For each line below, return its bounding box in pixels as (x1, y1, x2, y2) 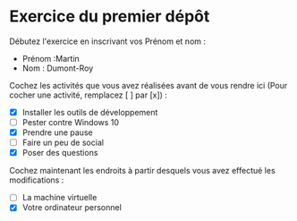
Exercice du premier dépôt (9, 6, 210, 27)
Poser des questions (21, 148, 98, 158)
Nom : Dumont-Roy (21, 63, 94, 73)
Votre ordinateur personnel (21, 202, 123, 213)
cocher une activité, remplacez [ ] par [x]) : (9, 89, 168, 100)
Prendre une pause (21, 127, 93, 138)
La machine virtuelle (21, 192, 98, 203)
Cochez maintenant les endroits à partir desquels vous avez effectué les (9, 166, 276, 176)
